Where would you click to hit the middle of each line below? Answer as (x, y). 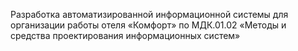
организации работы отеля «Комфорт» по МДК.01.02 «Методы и (148, 25)
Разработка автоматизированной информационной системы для (149, 14)
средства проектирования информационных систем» (125, 35)
